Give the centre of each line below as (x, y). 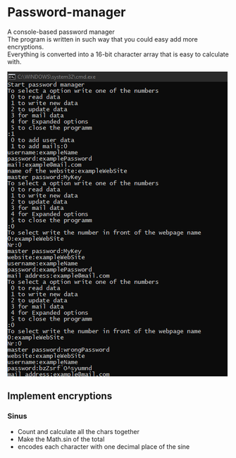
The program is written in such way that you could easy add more (103, 39)
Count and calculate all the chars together (78, 431)
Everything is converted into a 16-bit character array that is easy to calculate (118, 54)
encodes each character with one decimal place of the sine (104, 446)
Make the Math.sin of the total (61, 439)
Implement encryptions (60, 396)
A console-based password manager (61, 32)
